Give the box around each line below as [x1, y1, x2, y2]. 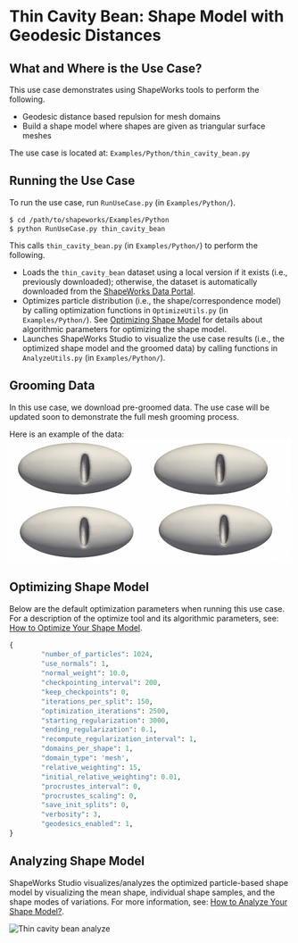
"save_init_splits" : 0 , [41, 801, 129, 810]
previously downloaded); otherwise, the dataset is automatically [21, 276, 258, 287]
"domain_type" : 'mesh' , [41, 754, 129, 763]
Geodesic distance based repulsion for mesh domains [21, 112, 221, 121]
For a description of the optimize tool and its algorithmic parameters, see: [9, 613, 279, 623]
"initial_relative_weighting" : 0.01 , [41, 772, 181, 781]
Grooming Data [9, 378, 95, 394]
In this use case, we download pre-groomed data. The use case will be [9, 402, 270, 413]
